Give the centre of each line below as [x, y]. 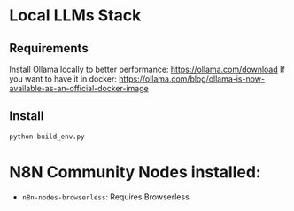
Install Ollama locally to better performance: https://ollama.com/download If [147, 69]
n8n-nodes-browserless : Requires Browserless [106, 197]
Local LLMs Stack [75, 16]
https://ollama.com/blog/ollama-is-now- [192, 79]
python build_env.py [47, 137]
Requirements [49, 48]
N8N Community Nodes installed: [135, 172]
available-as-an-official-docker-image [79, 88]
